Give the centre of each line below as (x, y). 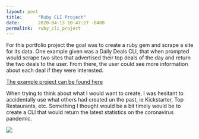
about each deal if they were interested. (55, 70)
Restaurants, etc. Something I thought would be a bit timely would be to (94, 106)
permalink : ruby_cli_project (44, 28)
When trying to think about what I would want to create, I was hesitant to (95, 93)
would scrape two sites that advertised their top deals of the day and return (99, 58)
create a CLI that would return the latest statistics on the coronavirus (90, 112)
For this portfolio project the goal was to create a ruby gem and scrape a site (100, 45)
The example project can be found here (54, 82)
